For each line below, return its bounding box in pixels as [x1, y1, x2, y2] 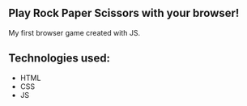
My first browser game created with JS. [8, 28, 141, 37]
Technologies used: [8, 52, 111, 66]
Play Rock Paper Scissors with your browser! [8, 6, 240, 20]
